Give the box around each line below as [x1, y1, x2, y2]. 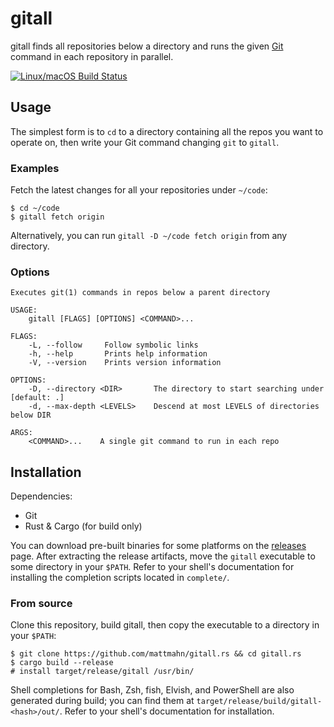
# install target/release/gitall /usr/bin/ [10, 667, 195, 677]
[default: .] [10, 393, 65, 403]
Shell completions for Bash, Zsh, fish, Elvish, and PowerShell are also [10, 684, 295, 696]
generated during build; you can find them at [10, 695, 195, 707]
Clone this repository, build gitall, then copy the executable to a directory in [10, 619, 320, 631]
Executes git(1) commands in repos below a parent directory [10, 288, 271, 298]
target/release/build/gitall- [196, 697, 323, 707]
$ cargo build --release [10, 658, 114, 668]
